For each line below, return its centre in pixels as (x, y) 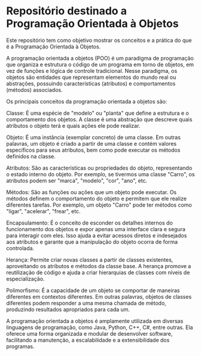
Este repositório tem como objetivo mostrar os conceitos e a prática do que (99, 40)
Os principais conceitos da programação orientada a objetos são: (87, 101)
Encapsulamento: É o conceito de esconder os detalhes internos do (90, 223)
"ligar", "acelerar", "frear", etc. (43, 211)
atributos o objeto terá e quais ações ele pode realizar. (73, 125)
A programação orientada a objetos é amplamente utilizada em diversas (95, 321)
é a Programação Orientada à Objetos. (54, 47)
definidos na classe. (31, 156)
